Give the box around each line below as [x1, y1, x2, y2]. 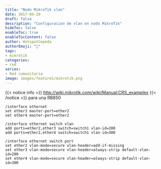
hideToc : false [5, 26, 36, 31]
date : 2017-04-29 [5, 12, 41, 17]
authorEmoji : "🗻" [5, 44, 41, 49]
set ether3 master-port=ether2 [5, 108, 69, 113]
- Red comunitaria [5, 71, 43, 76]
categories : [5, 58, 30, 63]
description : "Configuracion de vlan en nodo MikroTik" [5, 21, 122, 26]
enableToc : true [5, 30, 38, 35]
